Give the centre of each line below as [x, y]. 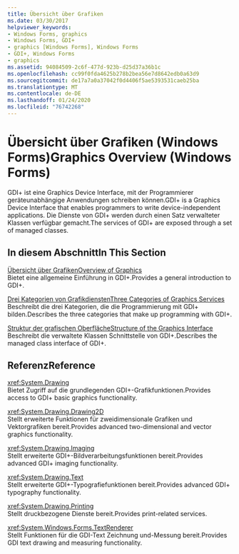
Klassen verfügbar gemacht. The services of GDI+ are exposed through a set [120, 223]
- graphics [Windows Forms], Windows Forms [73, 47]
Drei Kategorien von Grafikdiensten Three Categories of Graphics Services [116, 299]
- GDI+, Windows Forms [41, 54]
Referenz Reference [52, 366]
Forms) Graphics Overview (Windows [119, 157]
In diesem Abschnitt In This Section [87, 253]
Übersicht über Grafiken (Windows [113, 142]
